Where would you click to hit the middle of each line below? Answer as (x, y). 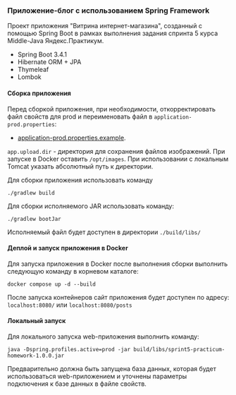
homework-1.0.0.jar (36, 355)
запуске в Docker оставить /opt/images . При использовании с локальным (118, 159)
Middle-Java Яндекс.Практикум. (56, 41)
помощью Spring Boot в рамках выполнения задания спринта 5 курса (113, 33)
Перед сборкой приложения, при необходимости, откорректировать (112, 109)
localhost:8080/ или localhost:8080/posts (70, 305)
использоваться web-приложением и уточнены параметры (97, 376)
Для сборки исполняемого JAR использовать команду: (91, 206)
